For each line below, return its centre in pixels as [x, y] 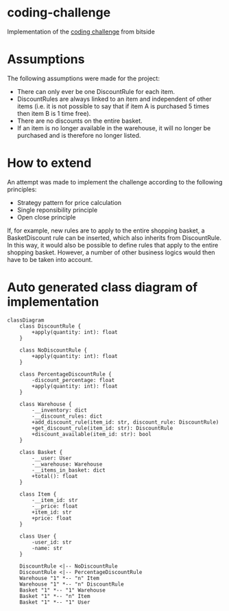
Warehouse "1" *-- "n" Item [59, 578]
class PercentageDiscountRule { [65, 374]
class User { [38, 536]
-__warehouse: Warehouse [67, 464]
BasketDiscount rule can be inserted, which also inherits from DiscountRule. [114, 237]
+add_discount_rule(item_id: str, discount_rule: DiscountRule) [125, 422]
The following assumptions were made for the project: [83, 78]
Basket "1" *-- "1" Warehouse [63, 590]
